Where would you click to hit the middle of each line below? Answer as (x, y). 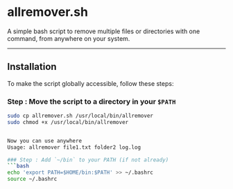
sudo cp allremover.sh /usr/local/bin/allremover (80, 116)
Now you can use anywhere (44, 141)
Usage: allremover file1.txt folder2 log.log (74, 147)
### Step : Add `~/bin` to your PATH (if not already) (88, 160)
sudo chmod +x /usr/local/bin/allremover (68, 122)
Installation (32, 67)
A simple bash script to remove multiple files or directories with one (104, 31)
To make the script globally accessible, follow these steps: (90, 83)
